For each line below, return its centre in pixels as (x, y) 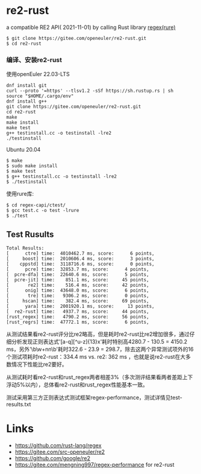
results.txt (19, 405)
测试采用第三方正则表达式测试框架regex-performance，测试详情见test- (94, 398)
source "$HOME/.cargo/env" (40, 96)
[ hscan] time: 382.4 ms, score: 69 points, (78, 301)
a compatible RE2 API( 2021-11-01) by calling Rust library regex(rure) (91, 27)
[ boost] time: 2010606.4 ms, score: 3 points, (80, 259)
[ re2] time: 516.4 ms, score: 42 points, (78, 285)
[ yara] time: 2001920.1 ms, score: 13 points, (80, 306)
